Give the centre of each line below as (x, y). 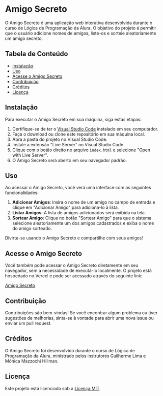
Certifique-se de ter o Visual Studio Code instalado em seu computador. (85, 129)
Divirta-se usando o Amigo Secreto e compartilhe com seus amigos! (74, 238)
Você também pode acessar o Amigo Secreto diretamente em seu (72, 265)
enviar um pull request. (28, 323)
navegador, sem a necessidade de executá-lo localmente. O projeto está (79, 271)
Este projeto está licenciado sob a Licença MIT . (53, 388)
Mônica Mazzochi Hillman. (32, 361)
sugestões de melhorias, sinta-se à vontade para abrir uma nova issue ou (79, 318)
